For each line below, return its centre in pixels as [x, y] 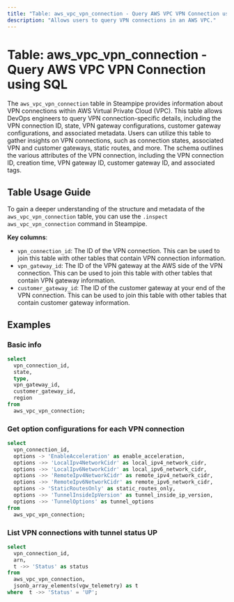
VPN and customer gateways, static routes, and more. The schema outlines [116, 148]
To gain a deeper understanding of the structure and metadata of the [106, 209]
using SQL [38, 84]
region [23, 398]
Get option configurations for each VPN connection [96, 428]
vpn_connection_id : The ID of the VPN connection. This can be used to [119, 251]
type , [22, 378]
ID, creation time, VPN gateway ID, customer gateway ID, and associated [111, 163]
